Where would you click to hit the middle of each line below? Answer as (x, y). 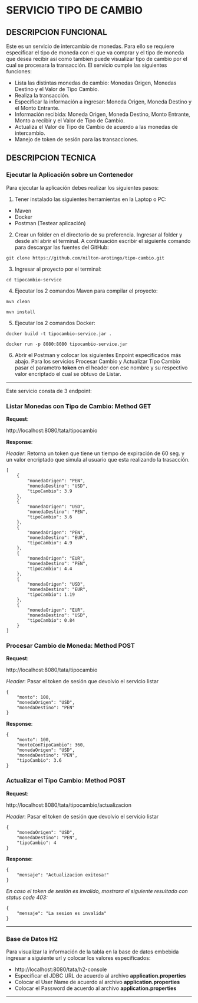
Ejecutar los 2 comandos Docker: (55, 323)
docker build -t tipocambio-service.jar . (59, 334)
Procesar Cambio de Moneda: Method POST (71, 645)
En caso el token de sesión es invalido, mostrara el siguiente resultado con (97, 891)
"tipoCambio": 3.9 (50, 491)
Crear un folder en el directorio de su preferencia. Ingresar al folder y (98, 235)
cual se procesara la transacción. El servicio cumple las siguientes (87, 65)
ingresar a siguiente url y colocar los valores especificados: (78, 957)
